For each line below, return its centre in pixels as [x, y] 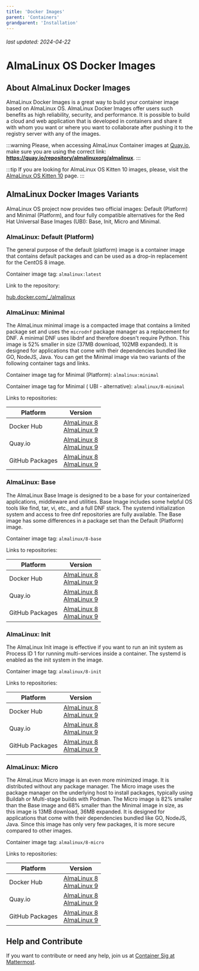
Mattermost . [21, 962]
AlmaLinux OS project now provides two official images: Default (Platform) [97, 208]
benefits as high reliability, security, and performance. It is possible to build [98, 114]
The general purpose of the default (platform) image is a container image [96, 250]
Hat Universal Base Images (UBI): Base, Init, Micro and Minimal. [84, 221]
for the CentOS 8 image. [36, 263]
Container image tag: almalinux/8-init [54, 671]
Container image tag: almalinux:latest [54, 274]
